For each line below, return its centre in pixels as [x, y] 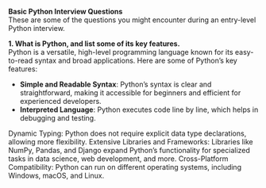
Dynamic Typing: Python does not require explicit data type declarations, [127, 133]
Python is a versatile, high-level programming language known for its [121, 52]
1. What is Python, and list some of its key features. [94, 44]
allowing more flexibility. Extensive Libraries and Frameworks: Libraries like [131, 142]
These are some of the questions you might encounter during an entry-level [132, 20]
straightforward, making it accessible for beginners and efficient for [130, 93]
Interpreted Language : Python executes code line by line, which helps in [139, 109]
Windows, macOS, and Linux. [56, 175]
